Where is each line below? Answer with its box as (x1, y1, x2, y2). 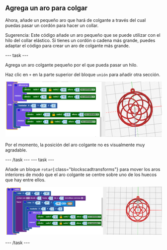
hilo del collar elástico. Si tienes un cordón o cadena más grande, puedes (5, 37, 156, 43)
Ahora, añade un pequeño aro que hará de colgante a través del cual (5, 17, 146, 23)
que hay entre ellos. (5, 177, 46, 183)
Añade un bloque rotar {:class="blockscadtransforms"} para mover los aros (5, 167, 161, 172)
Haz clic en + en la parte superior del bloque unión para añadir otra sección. (5, 72, 161, 78)
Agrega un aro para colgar (5, 4, 88, 12)
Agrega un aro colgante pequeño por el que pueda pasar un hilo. (5, 62, 138, 68)
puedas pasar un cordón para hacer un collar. (5, 22, 98, 28)
